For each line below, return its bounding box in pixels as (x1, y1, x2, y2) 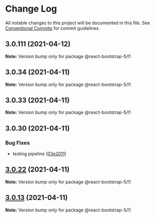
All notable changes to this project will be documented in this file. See (5, 20, 150, 26)
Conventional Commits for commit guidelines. (5, 25, 100, 31)
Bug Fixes (5, 139, 30, 146)
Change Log (5, 3, 57, 15)
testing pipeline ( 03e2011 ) (12, 151, 67, 157)
